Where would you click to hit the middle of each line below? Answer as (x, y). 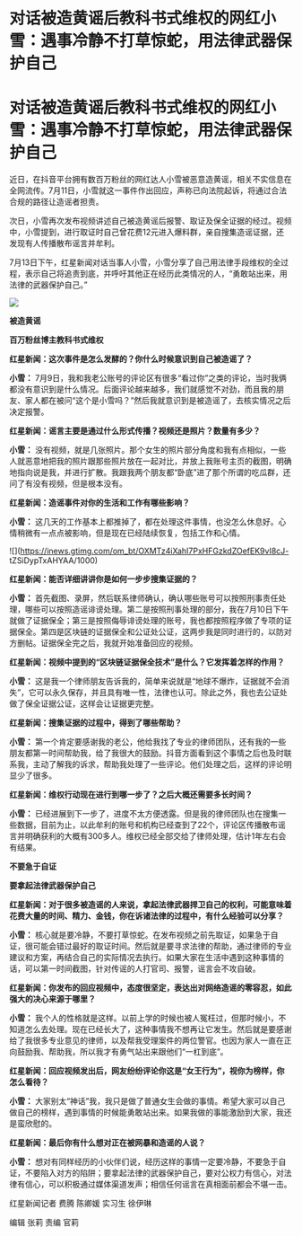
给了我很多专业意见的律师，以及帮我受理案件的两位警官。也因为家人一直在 (147, 1041)
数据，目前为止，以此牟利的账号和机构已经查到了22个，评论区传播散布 (147, 825)
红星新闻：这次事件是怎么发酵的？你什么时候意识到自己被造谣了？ (131, 359)
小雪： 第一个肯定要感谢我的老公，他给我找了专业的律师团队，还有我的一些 (148, 742)
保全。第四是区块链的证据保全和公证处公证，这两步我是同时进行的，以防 (150, 632)
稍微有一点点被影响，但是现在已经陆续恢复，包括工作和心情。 (130, 533)
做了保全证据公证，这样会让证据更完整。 (84, 704)
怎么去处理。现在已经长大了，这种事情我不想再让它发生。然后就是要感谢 (158, 1029)
